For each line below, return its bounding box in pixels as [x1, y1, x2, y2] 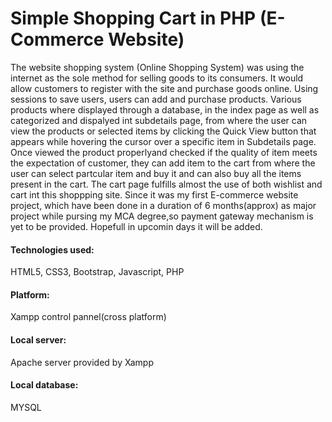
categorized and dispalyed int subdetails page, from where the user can [10, 114, 308, 126]
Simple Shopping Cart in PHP [10, 7, 257, 30]
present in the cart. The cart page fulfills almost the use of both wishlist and [10, 178, 323, 190]
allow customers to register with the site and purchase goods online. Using [10, 82, 319, 94]
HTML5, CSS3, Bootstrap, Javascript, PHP [10, 266, 185, 278]
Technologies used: [10, 243, 95, 256]
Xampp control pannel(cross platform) [10, 311, 167, 323]
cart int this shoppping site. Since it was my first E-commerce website [10, 188, 299, 201]
